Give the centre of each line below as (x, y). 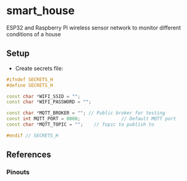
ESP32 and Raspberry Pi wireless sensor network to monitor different (94, 28)
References (29, 155)
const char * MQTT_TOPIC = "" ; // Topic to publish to (80, 125)
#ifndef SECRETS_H (30, 79)
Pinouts (18, 172)
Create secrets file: (39, 68)
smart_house (41, 11)
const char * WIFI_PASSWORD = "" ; (49, 102)
